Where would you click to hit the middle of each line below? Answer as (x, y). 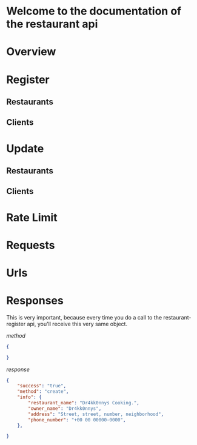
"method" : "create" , (43, 392)
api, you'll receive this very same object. (77, 324)
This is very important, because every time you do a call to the (84, 317)
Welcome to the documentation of (94, 11)
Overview (31, 52)
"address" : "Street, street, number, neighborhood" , (96, 414)
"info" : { (30, 397)
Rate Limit (32, 217)
